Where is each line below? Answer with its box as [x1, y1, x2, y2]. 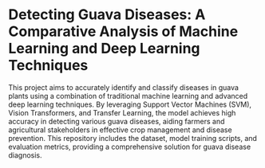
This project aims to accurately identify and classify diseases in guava [8, 82, 239, 92]
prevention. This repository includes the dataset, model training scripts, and [8, 133, 258, 143]
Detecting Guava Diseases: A [8, 6, 206, 24]
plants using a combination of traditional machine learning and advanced [8, 91, 248, 100]
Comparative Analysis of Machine [8, 22, 239, 41]
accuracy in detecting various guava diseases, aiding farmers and [8, 116, 225, 126]
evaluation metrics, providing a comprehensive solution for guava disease [8, 142, 251, 151]
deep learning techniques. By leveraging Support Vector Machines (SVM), [8, 100, 252, 109]
